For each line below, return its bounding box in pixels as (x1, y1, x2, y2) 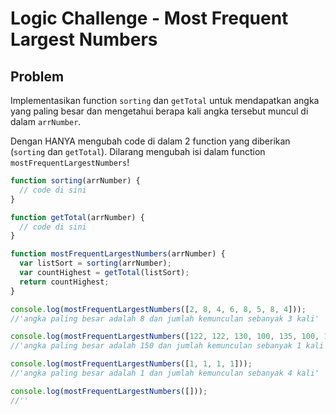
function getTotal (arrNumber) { (10, 212, 145, 222)
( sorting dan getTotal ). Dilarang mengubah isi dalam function (10, 146, 266, 157)
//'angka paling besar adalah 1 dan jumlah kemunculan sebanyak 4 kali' (10, 368, 320, 378)
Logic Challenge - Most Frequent (10, 7, 289, 30)
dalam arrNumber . (10, 116, 82, 127)
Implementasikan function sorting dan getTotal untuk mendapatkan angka (10, 95, 320, 106)
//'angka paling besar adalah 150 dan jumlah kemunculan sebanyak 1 (10, 341, 302, 351)
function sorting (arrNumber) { (10, 176, 141, 186)
